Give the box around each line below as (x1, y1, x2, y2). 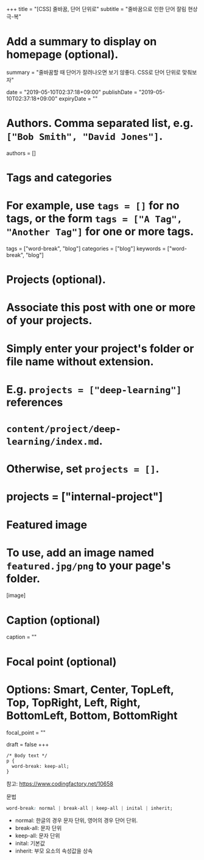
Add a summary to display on (6, 35, 157, 49)
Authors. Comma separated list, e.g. (6, 117, 194, 130)
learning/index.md (6, 436, 99, 447)
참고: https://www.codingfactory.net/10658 (6, 780, 114, 787)
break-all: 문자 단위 (15, 825, 62, 832)
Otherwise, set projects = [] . (6, 462, 160, 476)
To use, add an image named (6, 546, 154, 560)
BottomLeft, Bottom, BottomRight (6, 709, 178, 722)
